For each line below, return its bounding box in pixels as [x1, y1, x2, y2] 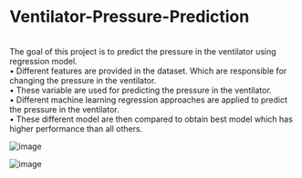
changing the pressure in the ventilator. [9, 74, 157, 85]
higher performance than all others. [9, 123, 143, 133]
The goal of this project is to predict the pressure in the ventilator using [9, 45, 276, 56]
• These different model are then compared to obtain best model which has [9, 114, 294, 124]
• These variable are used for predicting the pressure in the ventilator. [9, 84, 272, 95]
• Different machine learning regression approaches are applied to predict [9, 94, 288, 105]
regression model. [9, 55, 78, 66]
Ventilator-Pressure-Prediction [9, 6, 250, 27]
